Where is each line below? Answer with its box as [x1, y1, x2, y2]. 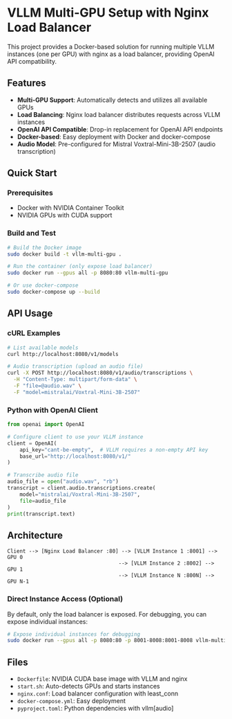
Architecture [7, 529, 64, 541]
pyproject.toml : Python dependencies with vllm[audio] [17, 704, 174, 713]
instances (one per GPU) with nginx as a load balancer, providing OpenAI [7, 50, 215, 58]
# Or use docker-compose [7, 282, 79, 289]
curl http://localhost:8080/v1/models [7, 350, 119, 357]
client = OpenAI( [7, 440, 57, 447]
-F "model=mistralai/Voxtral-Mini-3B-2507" [13, 389, 140, 396]
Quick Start [7, 168, 57, 179]
